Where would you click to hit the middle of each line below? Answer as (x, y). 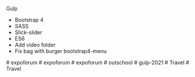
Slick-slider (28, 32)
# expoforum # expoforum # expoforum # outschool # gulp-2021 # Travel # (98, 62)
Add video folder (35, 45)
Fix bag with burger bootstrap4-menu (61, 51)
